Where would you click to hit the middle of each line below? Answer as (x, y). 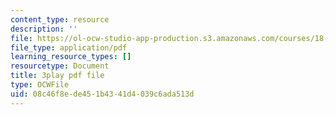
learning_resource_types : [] (71, 57)
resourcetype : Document (60, 66)
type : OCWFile (40, 85)
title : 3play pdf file (57, 76)
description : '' (44, 29)
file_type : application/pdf (69, 47)
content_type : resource (60, 19)
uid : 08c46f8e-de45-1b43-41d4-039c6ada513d (102, 94)
